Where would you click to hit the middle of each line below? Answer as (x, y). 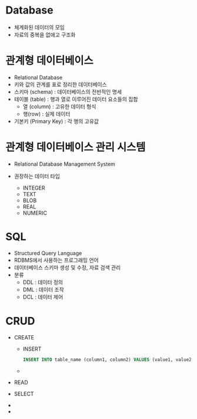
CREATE (24, 337)
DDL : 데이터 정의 (43, 282)
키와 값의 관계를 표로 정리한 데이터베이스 (60, 84)
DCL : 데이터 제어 (43, 297)
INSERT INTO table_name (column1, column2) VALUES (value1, (98, 359)
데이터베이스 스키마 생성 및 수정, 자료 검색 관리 (67, 267)
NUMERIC (35, 213)
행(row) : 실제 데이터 (46, 114)
